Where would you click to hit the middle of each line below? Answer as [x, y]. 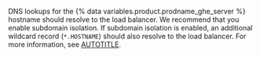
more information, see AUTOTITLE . [65, 45]
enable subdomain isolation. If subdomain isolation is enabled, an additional [130, 28]
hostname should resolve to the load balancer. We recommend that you [124, 20]
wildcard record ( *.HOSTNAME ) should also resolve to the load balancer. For [127, 36]
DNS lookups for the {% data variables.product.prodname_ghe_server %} [127, 11]
